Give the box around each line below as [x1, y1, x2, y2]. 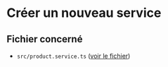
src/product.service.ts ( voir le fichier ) [16, 51, 131, 60]
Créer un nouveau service [6, 5, 162, 21]
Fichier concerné [6, 33, 83, 45]
